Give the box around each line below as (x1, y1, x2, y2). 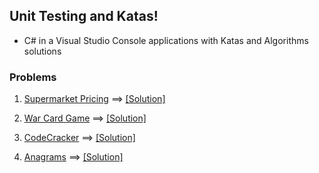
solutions (23, 45, 62, 57)
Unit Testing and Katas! (9, 8, 159, 25)
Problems (9, 70, 57, 84)
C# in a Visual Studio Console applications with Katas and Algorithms (23, 34, 309, 46)
